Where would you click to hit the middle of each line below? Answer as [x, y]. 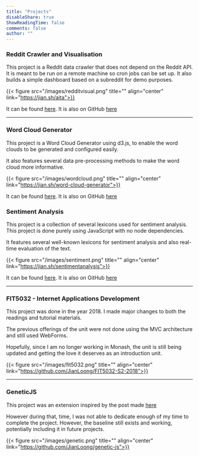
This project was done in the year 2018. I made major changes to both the [96, 312]
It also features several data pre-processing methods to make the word [93, 160]
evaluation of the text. [45, 249]
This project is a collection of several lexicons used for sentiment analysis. [97, 224]
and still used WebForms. [37, 336]
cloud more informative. [35, 167]
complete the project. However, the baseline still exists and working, [89, 423]
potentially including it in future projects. [55, 429]
